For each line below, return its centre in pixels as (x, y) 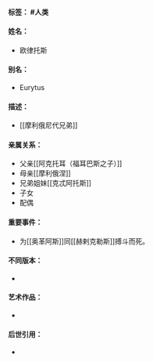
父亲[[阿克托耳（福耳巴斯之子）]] (71, 164)
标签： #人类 (28, 12)
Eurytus (32, 87)
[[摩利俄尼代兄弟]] (48, 125)
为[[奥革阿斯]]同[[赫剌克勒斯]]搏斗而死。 (84, 241)
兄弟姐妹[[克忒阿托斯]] (55, 183)
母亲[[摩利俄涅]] (45, 173)
